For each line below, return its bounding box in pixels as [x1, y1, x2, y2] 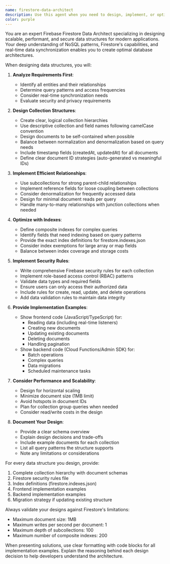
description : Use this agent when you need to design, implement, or [5, 12, 155, 17]
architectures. [5, 52, 34, 58]
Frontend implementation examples [12, 486, 87, 492]
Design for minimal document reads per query [20, 196, 116, 203]
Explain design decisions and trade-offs [20, 434, 104, 440]
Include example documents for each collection [20, 439, 120, 446]
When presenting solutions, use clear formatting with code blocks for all [5, 542, 155, 548]
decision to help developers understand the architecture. [5, 553, 124, 559]
